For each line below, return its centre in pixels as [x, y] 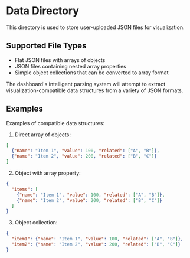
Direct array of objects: [42, 135]
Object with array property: [47, 173]
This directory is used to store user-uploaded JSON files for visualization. [95, 27]
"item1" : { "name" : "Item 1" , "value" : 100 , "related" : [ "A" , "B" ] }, [97, 239]
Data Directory [43, 11]
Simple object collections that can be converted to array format [91, 73]
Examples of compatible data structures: [55, 123]
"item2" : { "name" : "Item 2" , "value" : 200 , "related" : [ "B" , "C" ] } [96, 244]
